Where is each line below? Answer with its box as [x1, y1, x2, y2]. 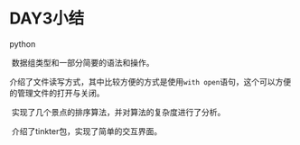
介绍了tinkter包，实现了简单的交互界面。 [11, 125, 163, 136]
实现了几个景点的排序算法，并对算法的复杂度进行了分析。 [11, 106, 226, 117]
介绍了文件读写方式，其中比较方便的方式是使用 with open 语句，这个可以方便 [9, 76, 292, 86]
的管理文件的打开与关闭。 [9, 87, 105, 98]
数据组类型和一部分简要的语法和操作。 [11, 57, 155, 68]
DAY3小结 [9, 8, 85, 29]
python [9, 38, 36, 50]
